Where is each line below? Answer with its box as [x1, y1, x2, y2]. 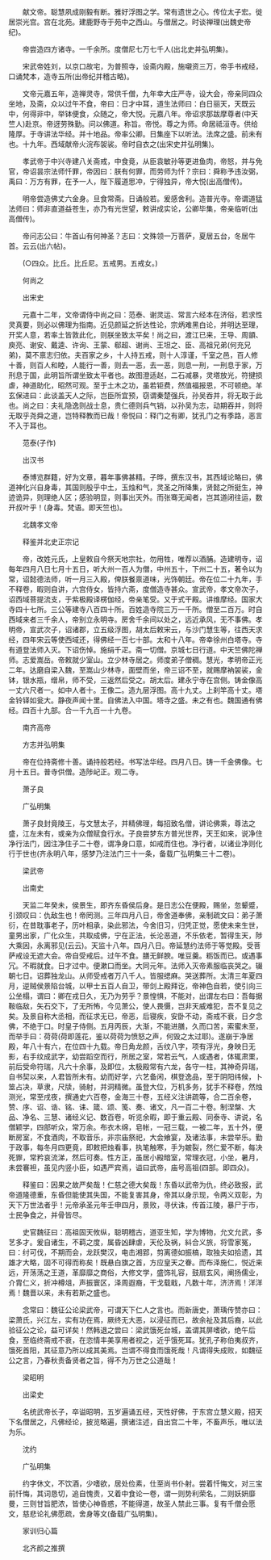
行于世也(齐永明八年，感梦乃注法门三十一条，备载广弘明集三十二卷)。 [8, 849, 240, 858]
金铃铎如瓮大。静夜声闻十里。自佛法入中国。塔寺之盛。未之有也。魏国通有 [8, 695, 256, 705]
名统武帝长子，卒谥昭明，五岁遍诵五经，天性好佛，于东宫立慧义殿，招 [22, 1407, 256, 1416]
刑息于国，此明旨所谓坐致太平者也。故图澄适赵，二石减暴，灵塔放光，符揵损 [8, 371, 263, 380]
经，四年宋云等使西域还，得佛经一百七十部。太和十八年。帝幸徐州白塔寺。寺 [8, 635, 263, 644]
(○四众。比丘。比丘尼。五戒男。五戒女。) [22, 258, 159, 268]
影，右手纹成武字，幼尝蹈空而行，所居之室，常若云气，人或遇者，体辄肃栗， [8, 1052, 263, 1061]
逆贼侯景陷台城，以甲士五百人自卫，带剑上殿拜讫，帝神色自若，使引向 [22, 981, 256, 991]
